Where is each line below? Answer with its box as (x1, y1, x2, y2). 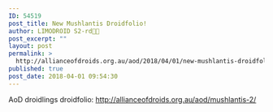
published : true (8, 65, 63, 73)
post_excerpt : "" (8, 34, 67, 43)
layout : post (8, 42, 53, 50)
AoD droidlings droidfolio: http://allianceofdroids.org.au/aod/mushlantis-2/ (8, 94, 257, 104)
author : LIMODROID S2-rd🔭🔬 (8, 27, 100, 35)
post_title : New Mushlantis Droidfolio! (8, 19, 148, 28)
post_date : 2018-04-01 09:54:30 (8, 72, 118, 80)
